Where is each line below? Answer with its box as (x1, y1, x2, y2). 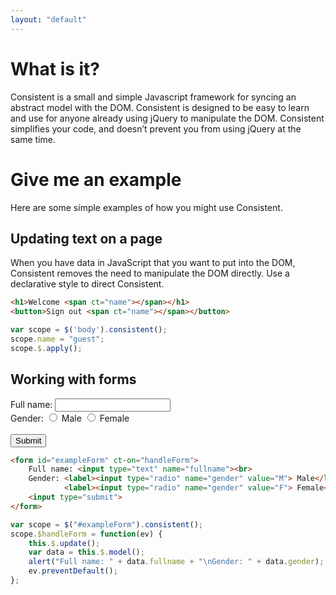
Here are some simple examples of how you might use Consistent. (10, 201, 283, 213)
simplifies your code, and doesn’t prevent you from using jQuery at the (10, 122, 302, 135)
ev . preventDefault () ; (28, 566, 118, 576)
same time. (10, 133, 57, 145)
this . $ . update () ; (28, 538, 101, 548)
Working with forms (10, 371, 137, 388)
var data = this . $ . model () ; (28, 547, 145, 558)
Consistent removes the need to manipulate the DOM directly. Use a (10, 267, 290, 280)
